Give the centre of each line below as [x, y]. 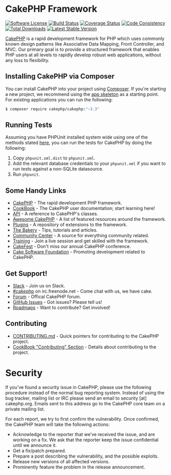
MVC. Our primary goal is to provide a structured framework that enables [82, 49]
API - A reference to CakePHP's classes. [55, 214]
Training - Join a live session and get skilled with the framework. [81, 241]
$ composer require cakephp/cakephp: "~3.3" [52, 109]
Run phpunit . [26, 174]
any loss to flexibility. [27, 60]
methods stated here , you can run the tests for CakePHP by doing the [79, 143]
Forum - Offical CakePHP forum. [47, 297]
